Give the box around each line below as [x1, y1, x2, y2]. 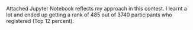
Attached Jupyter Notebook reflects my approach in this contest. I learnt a [6, 5, 188, 12]
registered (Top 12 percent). [6, 18, 74, 24]
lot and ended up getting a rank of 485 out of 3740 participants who [6, 11, 173, 18]
